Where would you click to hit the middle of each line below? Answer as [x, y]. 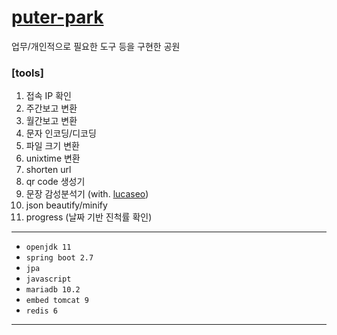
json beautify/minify [66, 205]
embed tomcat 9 [57, 301]
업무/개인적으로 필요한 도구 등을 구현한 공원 [96, 46]
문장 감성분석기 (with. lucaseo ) [87, 194]
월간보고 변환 [51, 121]
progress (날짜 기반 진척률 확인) [89, 217]
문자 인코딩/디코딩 [61, 133]
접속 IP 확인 [48, 96]
